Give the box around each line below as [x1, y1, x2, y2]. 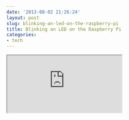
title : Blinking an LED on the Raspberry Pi [6, 26, 122, 32]
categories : [6, 32, 37, 38]
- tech [6, 37, 23, 43]
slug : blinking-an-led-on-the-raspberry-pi [6, 20, 119, 26]
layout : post [6, 15, 40, 21]
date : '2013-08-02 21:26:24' [6, 9, 81, 15]
